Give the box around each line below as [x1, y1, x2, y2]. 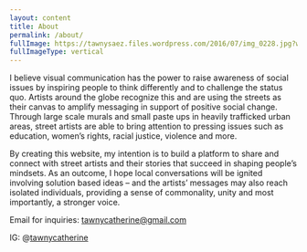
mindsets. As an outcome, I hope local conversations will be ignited [9, 168, 263, 179]
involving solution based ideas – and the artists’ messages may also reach [9, 177, 289, 188]
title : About [9, 22, 59, 31]
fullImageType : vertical [9, 47, 104, 57]
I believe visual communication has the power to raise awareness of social [9, 72, 290, 83]
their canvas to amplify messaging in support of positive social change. [9, 101, 279, 112]
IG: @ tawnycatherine [9, 232, 89, 243]
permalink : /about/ [9, 30, 84, 39]
